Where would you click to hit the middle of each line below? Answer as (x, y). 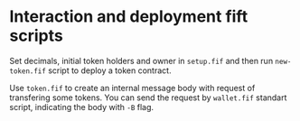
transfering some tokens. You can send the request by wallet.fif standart (148, 98)
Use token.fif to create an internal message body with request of (132, 88)
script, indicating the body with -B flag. (82, 107)
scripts (36, 36)
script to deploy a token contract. (110, 70)
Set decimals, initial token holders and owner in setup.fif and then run (141, 60)
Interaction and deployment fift (129, 17)
